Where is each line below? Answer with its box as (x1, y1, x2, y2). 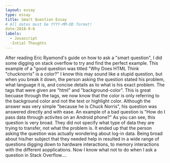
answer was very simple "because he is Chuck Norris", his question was (5, 103, 157, 110)
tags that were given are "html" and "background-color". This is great (5, 87, 151, 93)
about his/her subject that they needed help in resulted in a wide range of (5, 135, 159, 142)
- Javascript (10, 36, 38, 41)
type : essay (5, 12, 31, 17)
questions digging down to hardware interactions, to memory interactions (5, 141, 159, 147)
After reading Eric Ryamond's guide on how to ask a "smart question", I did (5, 55, 162, 61)
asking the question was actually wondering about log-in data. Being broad (5, 130, 163, 137)
